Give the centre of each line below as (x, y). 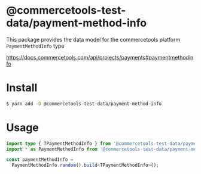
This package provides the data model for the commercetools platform (93, 39)
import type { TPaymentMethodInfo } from (59, 144)
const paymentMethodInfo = (40, 160)
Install (22, 88)
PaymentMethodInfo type (35, 46)
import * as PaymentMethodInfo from (52, 149)
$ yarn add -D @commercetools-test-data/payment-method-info (84, 104)
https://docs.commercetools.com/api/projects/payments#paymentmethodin (100, 57)
